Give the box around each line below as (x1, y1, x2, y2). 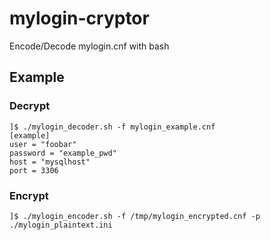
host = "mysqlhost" (9, 157, 91, 167)
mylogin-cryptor (9, 7, 150, 30)
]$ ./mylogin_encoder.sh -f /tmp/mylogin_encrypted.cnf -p (9, 211, 261, 221)
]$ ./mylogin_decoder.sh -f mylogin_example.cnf (9, 122, 216, 132)
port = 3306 (9, 165, 59, 176)
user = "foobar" (9, 139, 77, 149)
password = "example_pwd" (9, 148, 117, 158)
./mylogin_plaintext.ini (9, 220, 113, 230)
